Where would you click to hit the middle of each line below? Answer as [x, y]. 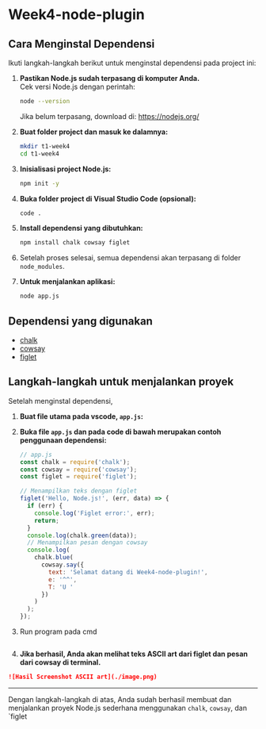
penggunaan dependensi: [63, 440]
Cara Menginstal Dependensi [82, 44]
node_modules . [42, 267]
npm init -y [39, 183]
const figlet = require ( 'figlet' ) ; [78, 477]
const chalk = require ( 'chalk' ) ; [75, 462]
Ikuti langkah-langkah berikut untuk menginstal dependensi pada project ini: [132, 63]
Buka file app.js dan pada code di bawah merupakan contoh [120, 432]
